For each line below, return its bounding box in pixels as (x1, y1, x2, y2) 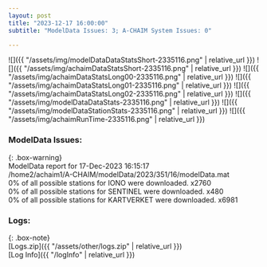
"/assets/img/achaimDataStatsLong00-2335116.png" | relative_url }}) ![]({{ (8, 73, 251, 82)
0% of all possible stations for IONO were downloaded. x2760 (8, 178, 212, 187)
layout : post (8, 11, 52, 20)
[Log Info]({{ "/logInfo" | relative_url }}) (8, 249, 135, 259)
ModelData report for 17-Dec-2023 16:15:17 (8, 161, 150, 171)
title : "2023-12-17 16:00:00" (8, 19, 109, 27)
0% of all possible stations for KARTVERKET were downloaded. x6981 (8, 194, 238, 204)
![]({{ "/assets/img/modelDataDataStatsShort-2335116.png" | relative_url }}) (8, 55, 256, 65)
